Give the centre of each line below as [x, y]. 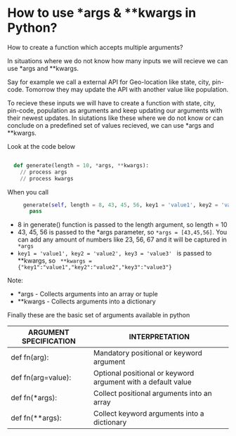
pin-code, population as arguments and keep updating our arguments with [115, 110]
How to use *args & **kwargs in [102, 13]
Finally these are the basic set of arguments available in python [99, 315]
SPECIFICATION [48, 341]
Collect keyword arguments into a [149, 414]
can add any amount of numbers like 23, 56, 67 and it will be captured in [122, 239]
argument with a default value [143, 382]
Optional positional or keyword [144, 374]
